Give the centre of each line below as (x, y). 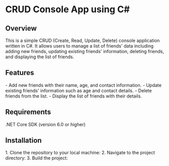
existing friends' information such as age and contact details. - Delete (79, 90)
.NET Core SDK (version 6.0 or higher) (45, 124)
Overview (21, 28)
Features (20, 73)
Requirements (28, 112)
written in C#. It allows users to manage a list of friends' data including (80, 46)
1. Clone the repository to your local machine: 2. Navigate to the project (80, 153)
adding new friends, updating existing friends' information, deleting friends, (85, 51)
